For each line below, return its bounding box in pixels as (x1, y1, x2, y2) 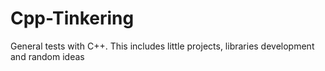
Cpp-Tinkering (10, 7, 135, 30)
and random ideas (10, 50, 85, 62)
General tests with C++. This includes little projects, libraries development (10, 40, 315, 52)
